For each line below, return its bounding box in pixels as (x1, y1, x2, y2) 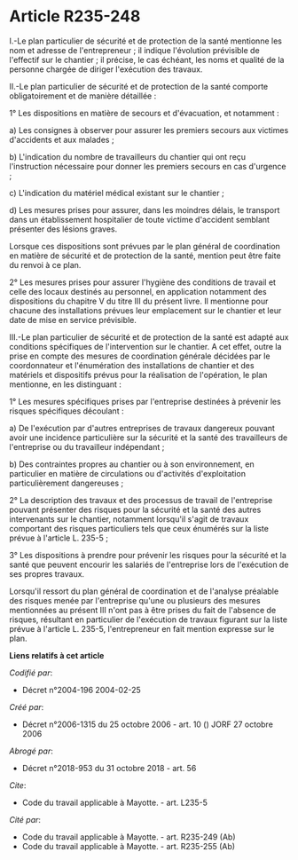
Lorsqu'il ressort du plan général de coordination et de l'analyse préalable (9, 586, 279, 596)
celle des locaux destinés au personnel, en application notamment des (9, 286, 268, 296)
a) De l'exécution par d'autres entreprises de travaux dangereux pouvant (9, 422, 275, 433)
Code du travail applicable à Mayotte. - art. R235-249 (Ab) (21, 832, 237, 842)
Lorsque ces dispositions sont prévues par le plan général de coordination (9, 241, 281, 251)
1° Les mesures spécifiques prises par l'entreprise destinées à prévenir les (9, 396, 281, 406)
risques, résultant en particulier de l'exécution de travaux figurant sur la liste (9, 614, 288, 625)
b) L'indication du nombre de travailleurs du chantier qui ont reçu (9, 151, 247, 162)
